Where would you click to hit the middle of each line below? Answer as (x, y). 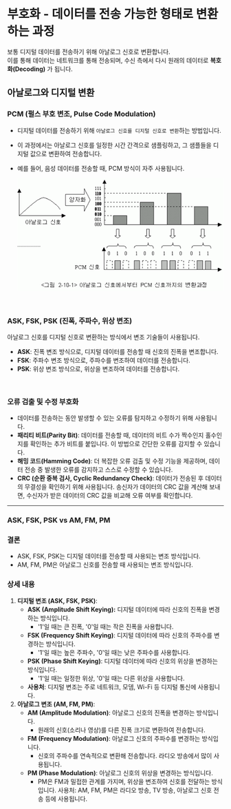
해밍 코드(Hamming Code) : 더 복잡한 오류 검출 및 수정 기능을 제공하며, (112, 461)
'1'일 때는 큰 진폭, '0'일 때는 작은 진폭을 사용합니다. (106, 627)
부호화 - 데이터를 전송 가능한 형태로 (100, 14)
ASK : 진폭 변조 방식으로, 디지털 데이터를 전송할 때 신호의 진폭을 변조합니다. (118, 351)
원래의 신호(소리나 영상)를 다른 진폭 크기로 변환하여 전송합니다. (121, 730)
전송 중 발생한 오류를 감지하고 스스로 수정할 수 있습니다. (99, 470)
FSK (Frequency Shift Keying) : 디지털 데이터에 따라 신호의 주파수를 (120, 635)
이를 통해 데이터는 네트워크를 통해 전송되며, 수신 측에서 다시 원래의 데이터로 (108, 60)
